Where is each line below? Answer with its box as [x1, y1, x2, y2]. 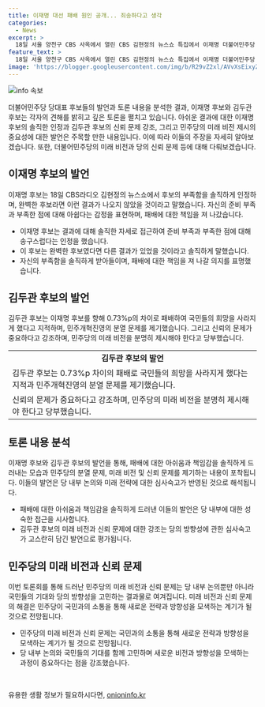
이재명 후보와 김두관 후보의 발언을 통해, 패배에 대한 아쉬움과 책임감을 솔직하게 [8, 458, 246, 468]
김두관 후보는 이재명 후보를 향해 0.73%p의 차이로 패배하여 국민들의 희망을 [8, 314, 235, 323]
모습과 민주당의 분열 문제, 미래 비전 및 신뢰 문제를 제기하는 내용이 [28, 468, 229, 478]
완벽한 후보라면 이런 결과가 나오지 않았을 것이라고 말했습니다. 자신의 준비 [18, 199, 242, 209]
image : [8, 63, 30, 71]
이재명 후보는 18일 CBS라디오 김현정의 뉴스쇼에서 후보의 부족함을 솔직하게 [8, 190, 236, 199]
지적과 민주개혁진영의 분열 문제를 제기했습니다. [12, 380, 176, 391]
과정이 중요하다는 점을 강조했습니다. [19, 658, 130, 668]
